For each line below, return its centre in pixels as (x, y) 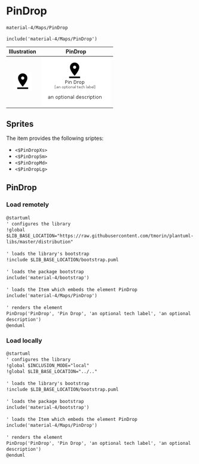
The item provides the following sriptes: (55, 138)
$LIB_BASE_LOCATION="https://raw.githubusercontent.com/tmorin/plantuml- (100, 236)
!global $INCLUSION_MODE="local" (48, 365)
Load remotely (28, 204)
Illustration (23, 51)
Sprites (20, 124)
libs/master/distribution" (40, 242)
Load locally (24, 340)
